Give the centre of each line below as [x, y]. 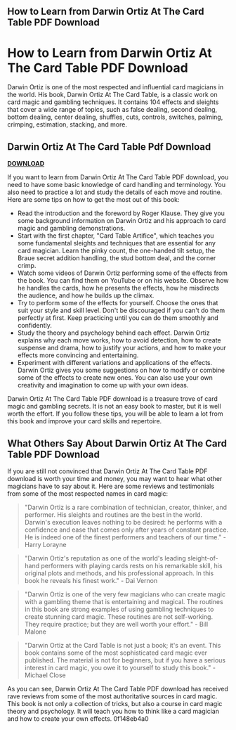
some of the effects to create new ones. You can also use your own [115, 378]
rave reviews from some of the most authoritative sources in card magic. [112, 696]
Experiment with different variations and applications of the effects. [115, 363]
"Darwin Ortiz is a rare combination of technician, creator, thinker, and [125, 507]
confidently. [35, 326]
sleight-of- [203, 558]
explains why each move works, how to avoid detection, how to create [119, 340]
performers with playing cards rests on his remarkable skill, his [132, 565]
